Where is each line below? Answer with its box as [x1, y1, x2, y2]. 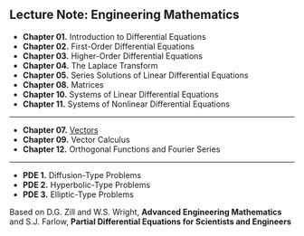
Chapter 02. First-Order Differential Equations [22, 41, 195, 52]
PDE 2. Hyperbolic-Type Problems [22, 179, 151, 190]
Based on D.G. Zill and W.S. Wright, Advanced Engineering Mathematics [9, 206, 282, 217]
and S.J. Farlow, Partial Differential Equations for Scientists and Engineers [9, 216, 291, 227]
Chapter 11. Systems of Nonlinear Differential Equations [22, 99, 231, 109]
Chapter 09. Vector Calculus [22, 134, 130, 145]
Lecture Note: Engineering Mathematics [9, 7, 240, 23]
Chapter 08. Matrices [22, 79, 104, 90]
